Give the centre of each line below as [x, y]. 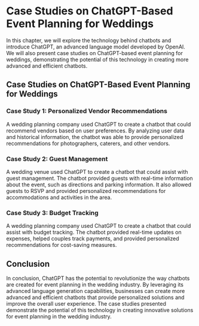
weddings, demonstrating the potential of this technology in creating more [97, 59]
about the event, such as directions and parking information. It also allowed [99, 185]
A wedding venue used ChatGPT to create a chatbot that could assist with [97, 171]
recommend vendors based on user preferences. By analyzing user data [95, 131]
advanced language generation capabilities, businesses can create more [96, 291]
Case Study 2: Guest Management [57, 159]
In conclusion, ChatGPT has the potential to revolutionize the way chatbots [98, 278]
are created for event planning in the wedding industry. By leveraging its [95, 285]
